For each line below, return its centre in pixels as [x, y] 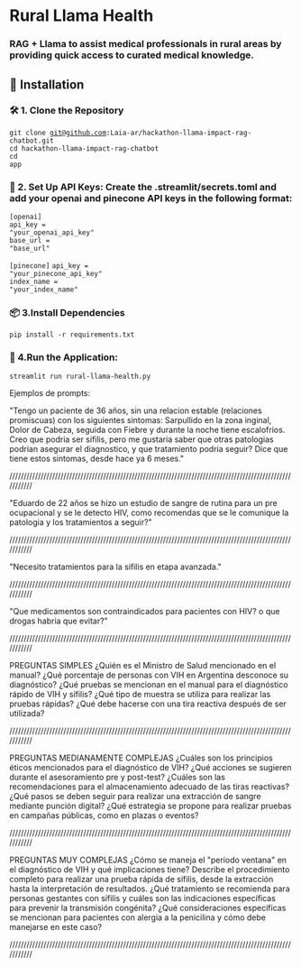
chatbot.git [32, 141]
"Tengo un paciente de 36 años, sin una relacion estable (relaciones [136, 410]
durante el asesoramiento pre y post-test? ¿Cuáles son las [117, 777]
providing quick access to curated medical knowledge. [132, 55]
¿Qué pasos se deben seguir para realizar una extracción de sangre [135, 796]
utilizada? [27, 713]
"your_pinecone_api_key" [56, 274]
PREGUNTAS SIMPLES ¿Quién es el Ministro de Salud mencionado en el [143, 665]
